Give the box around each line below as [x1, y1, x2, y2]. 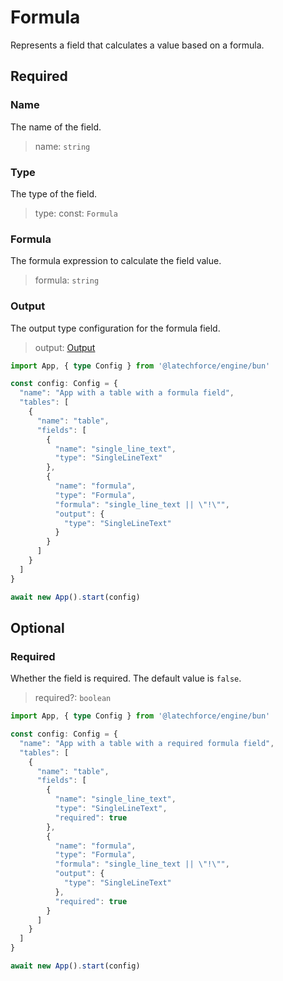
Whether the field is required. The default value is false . [10, 672, 242, 685]
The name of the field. [10, 121, 102, 133]
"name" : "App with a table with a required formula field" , [19, 738, 275, 748]
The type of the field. [10, 187, 98, 200]
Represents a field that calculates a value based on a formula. [10, 39, 265, 51]
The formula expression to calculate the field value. [10, 255, 222, 267]
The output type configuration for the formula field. [10, 322, 221, 334]
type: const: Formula [34, 207, 118, 219]
